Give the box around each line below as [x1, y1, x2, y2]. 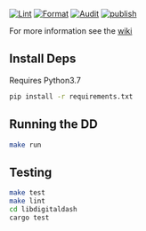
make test [9, 188, 46, 197]
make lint [9, 196, 46, 206]
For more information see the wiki [9, 26, 133, 36]
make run [9, 140, 42, 149]
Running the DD [9, 116, 98, 132]
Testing [9, 164, 53, 179]
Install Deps [9, 52, 77, 67]
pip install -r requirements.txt [9, 92, 134, 101]
